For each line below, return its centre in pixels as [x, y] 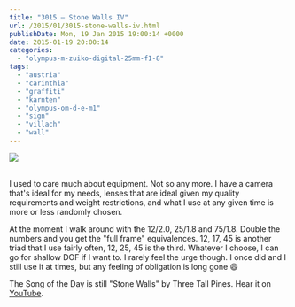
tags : [19, 67]
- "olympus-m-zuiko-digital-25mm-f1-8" [91, 58]
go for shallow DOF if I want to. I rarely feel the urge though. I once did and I [147, 257]
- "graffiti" [41, 91]
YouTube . [27, 293]
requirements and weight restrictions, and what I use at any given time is [142, 202]
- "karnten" [39, 100]
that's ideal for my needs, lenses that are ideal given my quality [124, 193]
